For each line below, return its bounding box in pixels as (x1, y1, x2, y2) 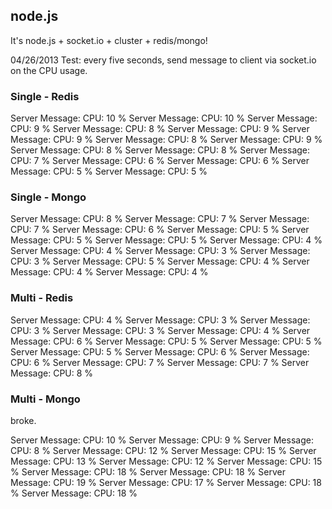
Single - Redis (10, 89, 80, 103)
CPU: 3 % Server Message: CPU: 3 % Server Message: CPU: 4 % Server (10, 324, 311, 336)
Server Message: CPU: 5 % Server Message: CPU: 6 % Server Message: (10, 345, 310, 358)
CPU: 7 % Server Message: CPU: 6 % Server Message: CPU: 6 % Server (10, 155, 310, 167)
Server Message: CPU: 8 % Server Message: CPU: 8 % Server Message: (10, 144, 311, 156)
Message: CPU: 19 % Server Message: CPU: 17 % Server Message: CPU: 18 (10, 477, 322, 488)
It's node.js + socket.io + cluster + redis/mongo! (10, 34, 208, 46)
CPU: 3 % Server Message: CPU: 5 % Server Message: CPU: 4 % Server (10, 255, 310, 268)
